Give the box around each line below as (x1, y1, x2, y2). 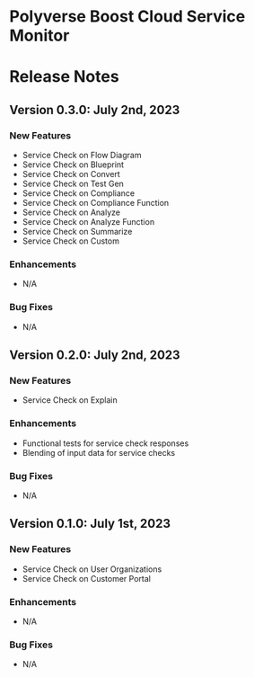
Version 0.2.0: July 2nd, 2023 (9, 348, 181, 363)
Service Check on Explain (22, 395, 118, 405)
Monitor (9, 25, 70, 46)
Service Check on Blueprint (22, 159, 124, 170)
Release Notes (9, 67, 119, 87)
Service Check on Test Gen (22, 178, 124, 190)
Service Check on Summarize (22, 227, 133, 237)
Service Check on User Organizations (22, 564, 162, 575)
